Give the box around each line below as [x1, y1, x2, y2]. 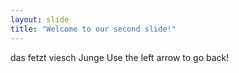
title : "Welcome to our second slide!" [10, 24, 177, 34]
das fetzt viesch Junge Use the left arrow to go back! [10, 51, 230, 63]
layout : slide [10, 14, 70, 25]
